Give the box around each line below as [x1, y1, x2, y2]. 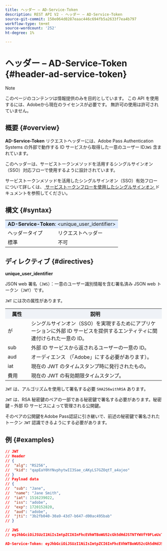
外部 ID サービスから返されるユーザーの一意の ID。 [31, 344, 150, 351]
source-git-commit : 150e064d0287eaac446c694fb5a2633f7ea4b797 [5, 16, 137, 21]
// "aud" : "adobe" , [5, 509, 48, 514]
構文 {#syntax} [5, 206, 52, 214]
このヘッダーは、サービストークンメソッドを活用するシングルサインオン [5, 161, 153, 167]
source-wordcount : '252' [5, 26, 57, 31]
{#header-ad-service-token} [5, 69, 127, 80]
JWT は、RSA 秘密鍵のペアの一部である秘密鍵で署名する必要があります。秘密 [5, 396, 162, 403]
